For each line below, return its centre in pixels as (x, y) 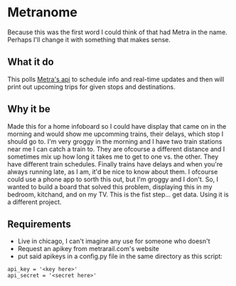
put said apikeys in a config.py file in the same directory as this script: (120, 256)
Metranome (43, 12)
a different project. (34, 202)
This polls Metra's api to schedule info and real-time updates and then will (116, 79)
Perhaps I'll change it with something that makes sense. (89, 39)
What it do (31, 62)
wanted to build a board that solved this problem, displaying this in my (110, 186)
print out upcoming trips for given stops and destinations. (91, 87)
